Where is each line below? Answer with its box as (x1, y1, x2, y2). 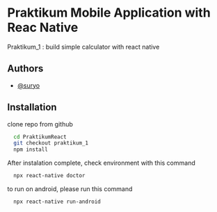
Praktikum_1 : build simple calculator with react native (7, 42, 160, 51)
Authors (7, 63, 44, 74)
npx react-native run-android (13, 198, 101, 206)
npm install (13, 146, 49, 154)
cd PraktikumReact (13, 133, 67, 140)
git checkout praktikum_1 (13, 140, 89, 147)
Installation (7, 101, 57, 113)
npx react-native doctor (13, 172, 86, 179)
